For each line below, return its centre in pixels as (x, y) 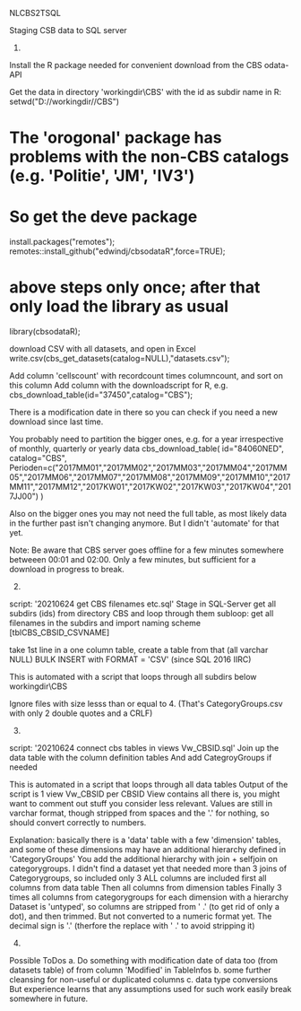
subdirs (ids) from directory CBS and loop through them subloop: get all (142, 614)
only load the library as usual (119, 306)
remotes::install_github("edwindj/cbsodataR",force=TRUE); (117, 251)
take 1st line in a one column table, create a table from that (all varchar (139, 650)
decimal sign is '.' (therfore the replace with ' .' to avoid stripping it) (132, 926)
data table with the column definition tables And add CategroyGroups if (141, 758)
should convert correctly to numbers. (78, 823)
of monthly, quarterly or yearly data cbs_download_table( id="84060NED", (147, 449)
